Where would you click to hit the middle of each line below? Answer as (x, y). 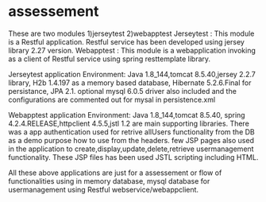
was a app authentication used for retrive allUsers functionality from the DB (132, 132)
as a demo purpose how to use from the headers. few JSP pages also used (131, 140)
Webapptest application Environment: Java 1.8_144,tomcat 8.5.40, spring (127, 115)
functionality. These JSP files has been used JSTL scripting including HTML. (133, 157)
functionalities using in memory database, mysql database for (109, 181)
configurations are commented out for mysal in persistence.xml (112, 99)
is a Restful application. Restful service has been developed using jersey (126, 41)
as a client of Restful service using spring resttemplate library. (110, 59)
